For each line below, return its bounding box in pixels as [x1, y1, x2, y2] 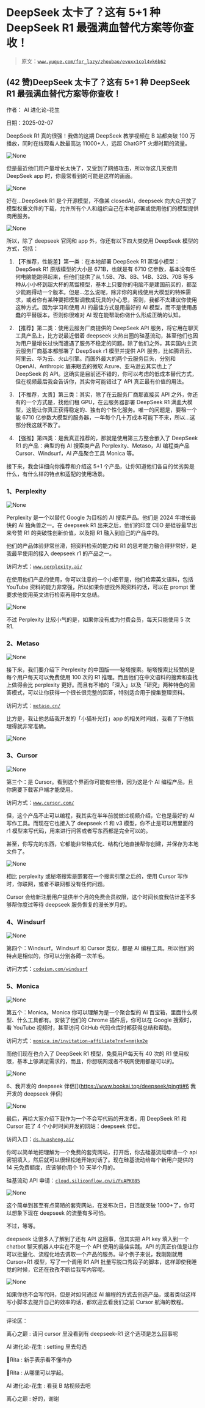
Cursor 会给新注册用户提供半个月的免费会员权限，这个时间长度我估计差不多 [6, 893, 196, 901]
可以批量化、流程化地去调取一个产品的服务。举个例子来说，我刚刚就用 [6, 1251, 183, 1258]
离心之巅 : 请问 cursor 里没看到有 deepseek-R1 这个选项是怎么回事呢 [6, 1330, 178, 1338]
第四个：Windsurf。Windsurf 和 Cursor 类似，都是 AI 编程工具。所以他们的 [6, 944, 195, 951]
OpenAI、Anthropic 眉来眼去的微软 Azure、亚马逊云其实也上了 [15, 362, 173, 370]
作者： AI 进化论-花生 [6, 106, 60, 113]
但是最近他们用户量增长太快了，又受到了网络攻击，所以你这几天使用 [6, 164, 178, 172]
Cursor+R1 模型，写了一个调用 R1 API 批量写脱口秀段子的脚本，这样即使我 [6, 1258, 192, 1266]
